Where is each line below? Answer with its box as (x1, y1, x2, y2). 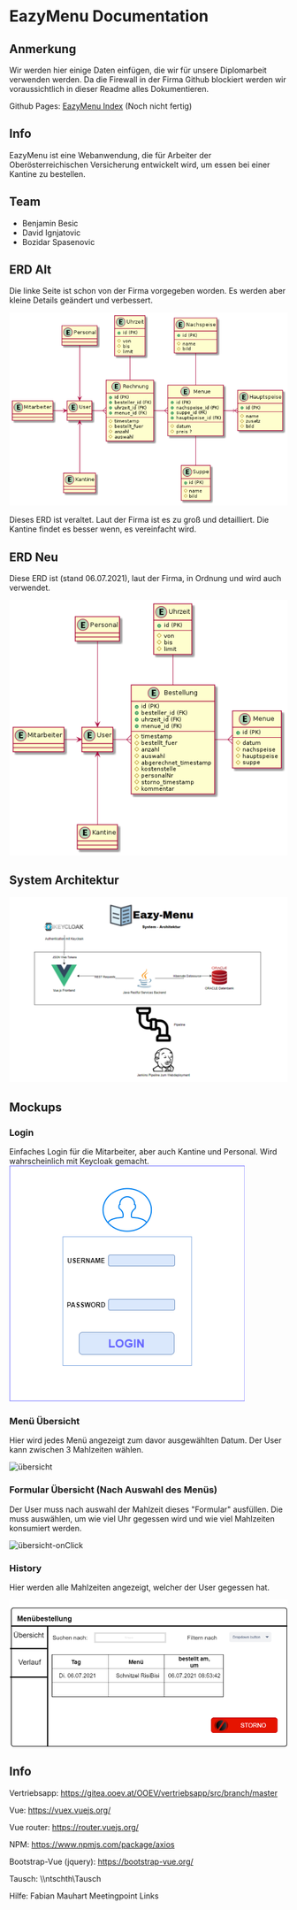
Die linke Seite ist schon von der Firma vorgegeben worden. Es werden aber (9, 286, 286, 296)
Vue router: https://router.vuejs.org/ (9, 1822, 140, 1832)
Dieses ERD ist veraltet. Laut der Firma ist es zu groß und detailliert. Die (9, 515, 270, 525)
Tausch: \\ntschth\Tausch (9, 1873, 102, 1883)
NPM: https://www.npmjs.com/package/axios (9, 1838, 175, 1850)
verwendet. (9, 582, 51, 594)
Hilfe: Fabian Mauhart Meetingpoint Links (9, 1891, 159, 1901)
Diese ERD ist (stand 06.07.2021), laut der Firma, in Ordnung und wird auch (9, 573, 282, 584)
